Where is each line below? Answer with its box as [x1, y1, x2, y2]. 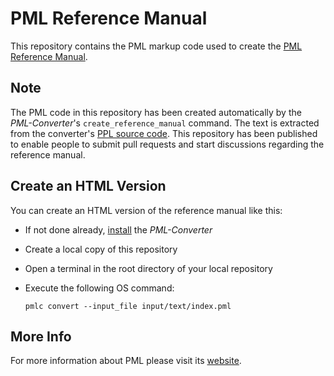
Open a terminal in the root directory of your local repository [24, 262, 273, 274]
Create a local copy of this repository [24, 243, 178, 255]
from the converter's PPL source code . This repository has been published [10, 127, 318, 139]
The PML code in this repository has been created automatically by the [10, 106, 302, 118]
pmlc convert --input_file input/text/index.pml [24, 301, 232, 311]
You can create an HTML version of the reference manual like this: [10, 204, 283, 216]
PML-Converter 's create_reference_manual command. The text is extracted [10, 117, 320, 129]
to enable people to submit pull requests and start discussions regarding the [10, 138, 325, 150]
